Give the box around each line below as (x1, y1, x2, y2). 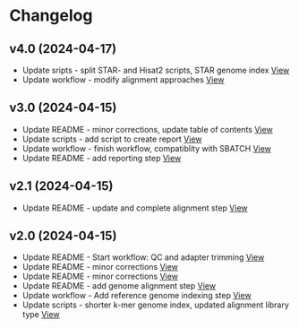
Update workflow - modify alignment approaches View (21, 74, 225, 85)
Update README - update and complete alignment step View (21, 203, 248, 213)
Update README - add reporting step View (21, 152, 182, 163)
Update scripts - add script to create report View (21, 134, 202, 144)
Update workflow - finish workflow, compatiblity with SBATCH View (21, 142, 271, 153)
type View (21, 309, 60, 320)
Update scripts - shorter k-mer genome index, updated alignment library (21, 299, 289, 310)
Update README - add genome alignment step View (21, 281, 217, 291)
